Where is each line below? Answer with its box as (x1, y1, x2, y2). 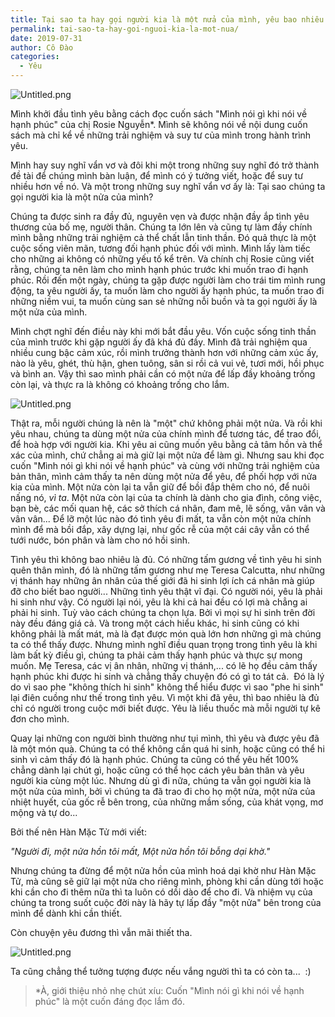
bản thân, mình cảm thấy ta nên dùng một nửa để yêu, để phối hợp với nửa (10, 471, 318, 482)
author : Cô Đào (10, 42, 74, 53)
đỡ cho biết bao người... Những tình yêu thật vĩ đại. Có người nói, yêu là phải (10, 586, 323, 597)
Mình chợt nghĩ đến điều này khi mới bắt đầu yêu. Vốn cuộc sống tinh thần (10, 326, 317, 337)
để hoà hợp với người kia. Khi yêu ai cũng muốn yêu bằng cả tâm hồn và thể (10, 439, 323, 450)
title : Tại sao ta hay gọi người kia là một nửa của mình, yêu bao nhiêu (10, 14, 325, 25)
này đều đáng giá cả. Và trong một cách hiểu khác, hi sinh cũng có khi (10, 617, 300, 629)
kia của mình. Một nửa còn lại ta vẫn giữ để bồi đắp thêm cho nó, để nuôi (10, 481, 310, 493)
